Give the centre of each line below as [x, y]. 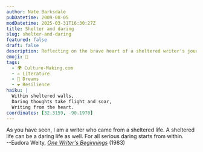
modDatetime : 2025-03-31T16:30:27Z [51, 23]
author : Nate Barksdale [36, 12]
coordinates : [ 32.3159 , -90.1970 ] [50, 113]
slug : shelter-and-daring [39, 34]
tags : [13, 62]
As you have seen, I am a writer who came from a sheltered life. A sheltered [101, 130]
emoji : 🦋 [17, 57]
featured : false [27, 40]
